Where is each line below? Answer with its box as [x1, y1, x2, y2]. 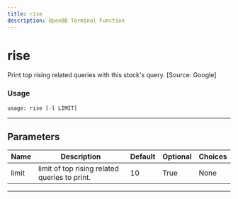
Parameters [7, 131, 60, 142]
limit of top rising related [38, 164, 119, 174]
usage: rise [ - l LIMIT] [7, 104, 78, 112]
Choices [198, 152, 227, 161]
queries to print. [38, 173, 91, 183]
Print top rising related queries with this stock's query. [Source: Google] [7, 71, 217, 79]
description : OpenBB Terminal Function [7, 17, 125, 24]
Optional [162, 152, 193, 161]
